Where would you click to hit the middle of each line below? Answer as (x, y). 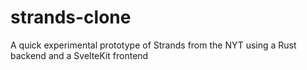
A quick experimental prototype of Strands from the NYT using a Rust (153, 45)
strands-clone (71, 17)
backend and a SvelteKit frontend (79, 55)
